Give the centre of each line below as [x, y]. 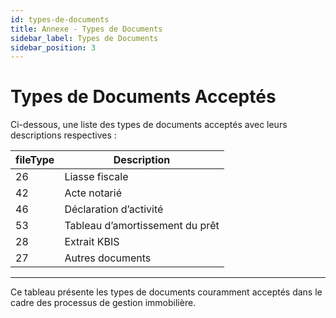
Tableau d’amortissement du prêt [142, 226]
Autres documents [108, 258]
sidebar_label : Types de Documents [84, 38]
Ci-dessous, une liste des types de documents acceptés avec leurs [149, 125]
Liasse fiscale [96, 177]
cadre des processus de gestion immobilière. [103, 303]
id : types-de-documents [60, 19]
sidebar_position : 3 [53, 47]
